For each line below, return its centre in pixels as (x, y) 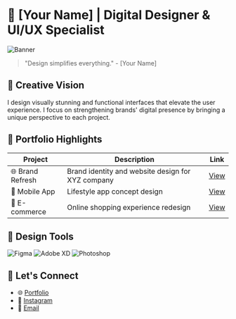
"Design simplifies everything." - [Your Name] (90, 63)
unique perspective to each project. (59, 117)
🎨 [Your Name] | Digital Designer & (109, 15)
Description (135, 159)
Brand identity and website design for (129, 171)
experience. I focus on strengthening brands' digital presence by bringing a (117, 110)
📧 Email (28, 308)
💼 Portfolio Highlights (55, 140)
